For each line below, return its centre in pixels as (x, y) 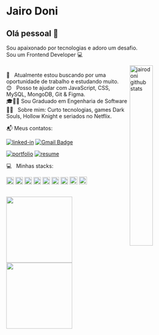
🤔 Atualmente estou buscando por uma (56, 75)
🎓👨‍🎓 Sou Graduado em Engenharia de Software (67, 101)
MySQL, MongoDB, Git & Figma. (46, 94)
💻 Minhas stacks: (30, 166)
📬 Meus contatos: (30, 128)
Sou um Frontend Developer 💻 (45, 55)
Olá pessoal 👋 (33, 33)
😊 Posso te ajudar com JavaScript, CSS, (58, 88)
